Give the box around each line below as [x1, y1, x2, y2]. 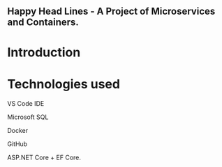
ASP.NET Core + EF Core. [7, 153, 82, 161]
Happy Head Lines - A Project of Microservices [7, 6, 216, 17]
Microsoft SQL [7, 113, 49, 121]
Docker [7, 126, 29, 134]
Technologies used [7, 76, 121, 92]
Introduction [7, 45, 81, 60]
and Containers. [7, 17, 79, 29]
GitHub [7, 139, 28, 148]
